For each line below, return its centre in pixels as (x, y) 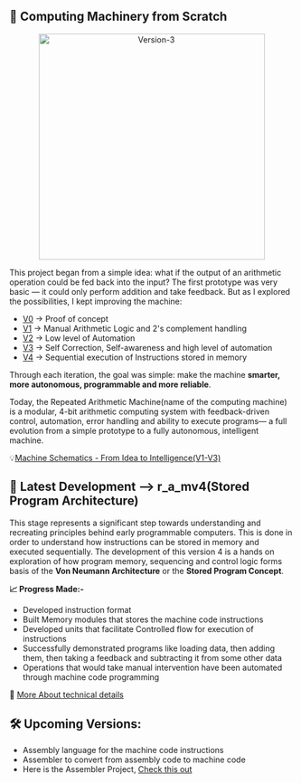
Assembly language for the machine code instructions (123, 750)
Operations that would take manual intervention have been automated (152, 667)
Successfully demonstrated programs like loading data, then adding (149, 648)
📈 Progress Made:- (47, 589)
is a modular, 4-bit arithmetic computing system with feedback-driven (139, 411)
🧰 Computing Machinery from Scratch (118, 17)
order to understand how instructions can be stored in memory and (134, 542)
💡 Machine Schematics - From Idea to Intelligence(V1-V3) (115, 458)
